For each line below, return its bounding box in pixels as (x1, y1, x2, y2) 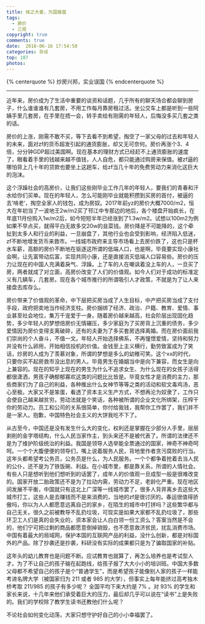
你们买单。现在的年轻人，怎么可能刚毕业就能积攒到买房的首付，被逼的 (16, 191, 193, 199)
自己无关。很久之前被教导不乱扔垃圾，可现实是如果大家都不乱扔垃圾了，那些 (6, 508, 199, 516)
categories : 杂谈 (6, 49, 49, 55)
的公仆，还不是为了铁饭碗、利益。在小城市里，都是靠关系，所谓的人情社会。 (6, 462, 199, 470)
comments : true (6, 37, 45, 43)
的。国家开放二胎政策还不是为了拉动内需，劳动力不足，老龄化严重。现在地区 (6, 478, 199, 485)
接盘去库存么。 (6, 283, 44, 291)
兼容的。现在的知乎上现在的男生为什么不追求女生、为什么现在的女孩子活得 (11, 365, 199, 372)
